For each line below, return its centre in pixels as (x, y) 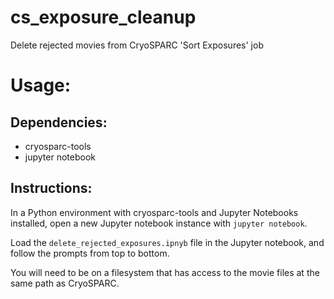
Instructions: (51, 188)
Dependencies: (59, 122)
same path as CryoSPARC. (65, 283)
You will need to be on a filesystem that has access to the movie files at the (165, 272)
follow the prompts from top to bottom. (90, 253)
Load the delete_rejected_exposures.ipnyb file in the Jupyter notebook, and (167, 242)
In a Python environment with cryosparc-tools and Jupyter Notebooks (154, 212)
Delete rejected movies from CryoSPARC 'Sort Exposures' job (137, 45)
